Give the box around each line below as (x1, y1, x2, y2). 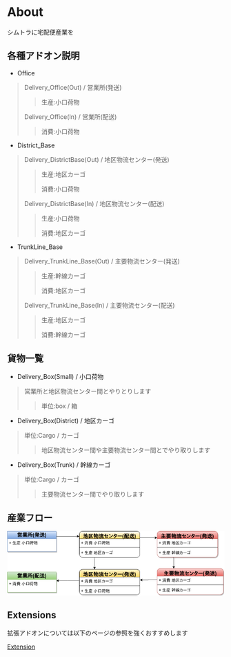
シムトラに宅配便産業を (7, 28, 74, 36)
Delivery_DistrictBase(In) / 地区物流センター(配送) (23, 199, 165, 207)
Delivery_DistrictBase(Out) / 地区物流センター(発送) (23, 155, 170, 163)
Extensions (7, 609, 57, 621)
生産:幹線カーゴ (41, 271, 86, 280)
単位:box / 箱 (41, 402, 78, 410)
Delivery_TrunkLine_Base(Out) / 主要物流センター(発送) (23, 257, 181, 265)
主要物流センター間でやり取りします (41, 490, 145, 498)
